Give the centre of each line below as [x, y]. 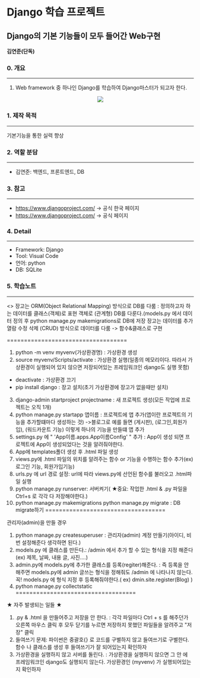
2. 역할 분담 [22, 152]
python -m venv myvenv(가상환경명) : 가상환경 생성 [76, 352]
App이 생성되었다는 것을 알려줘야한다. [80, 444]
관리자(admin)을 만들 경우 [37, 522]
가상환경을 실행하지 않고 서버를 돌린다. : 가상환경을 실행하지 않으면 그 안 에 [101, 654]
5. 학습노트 [21, 287]
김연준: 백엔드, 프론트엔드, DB [50, 171]
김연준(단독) [21, 51]
